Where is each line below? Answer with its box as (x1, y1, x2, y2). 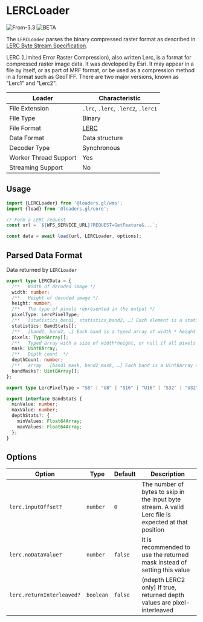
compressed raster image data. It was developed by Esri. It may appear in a (6, 60, 195, 67)
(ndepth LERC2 (141, 576, 185, 584)
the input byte (141, 495, 181, 504)
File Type (9, 113, 36, 122)
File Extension (9, 104, 50, 112)
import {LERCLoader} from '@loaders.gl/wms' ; (6, 200, 123, 206)
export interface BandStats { (6, 396, 83, 402)
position (141, 526, 165, 534)
